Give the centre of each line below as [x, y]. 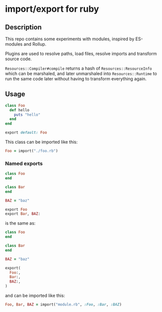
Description [23, 27]
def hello [19, 110]
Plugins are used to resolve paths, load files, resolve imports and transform [81, 53]
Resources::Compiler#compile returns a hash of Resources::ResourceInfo [79, 68]
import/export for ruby [52, 9]
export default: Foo [26, 133]
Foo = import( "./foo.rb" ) [31, 151]
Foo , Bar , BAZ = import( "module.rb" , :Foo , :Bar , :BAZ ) [63, 305]
